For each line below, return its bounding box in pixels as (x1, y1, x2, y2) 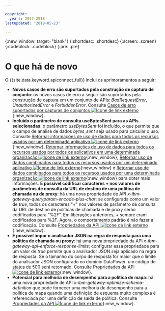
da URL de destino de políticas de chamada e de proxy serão (12, 207, 136, 213)
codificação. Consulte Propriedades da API (12, 222, 100, 228)
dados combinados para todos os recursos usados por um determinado (12, 160, 158, 166)
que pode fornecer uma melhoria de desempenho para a (32, 285, 147, 291)
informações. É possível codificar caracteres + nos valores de (12, 180, 140, 187)
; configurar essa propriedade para (88, 243, 160, 249)
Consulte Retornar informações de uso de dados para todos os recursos (12, 134, 159, 140)
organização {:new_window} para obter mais (12, 175, 151, 181)
